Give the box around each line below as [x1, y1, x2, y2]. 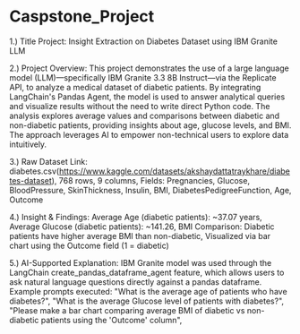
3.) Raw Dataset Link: [9, 156, 88, 167]
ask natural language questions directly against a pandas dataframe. [9, 276, 262, 287]
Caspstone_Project [9, 6, 155, 27]
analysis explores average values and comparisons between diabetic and [9, 110, 280, 121]
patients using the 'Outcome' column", [40, 314, 183, 325]
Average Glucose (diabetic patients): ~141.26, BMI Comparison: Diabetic [9, 221, 275, 232]
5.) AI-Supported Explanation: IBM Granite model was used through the [9, 257, 272, 268]
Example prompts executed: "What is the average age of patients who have [9, 286, 288, 296]
